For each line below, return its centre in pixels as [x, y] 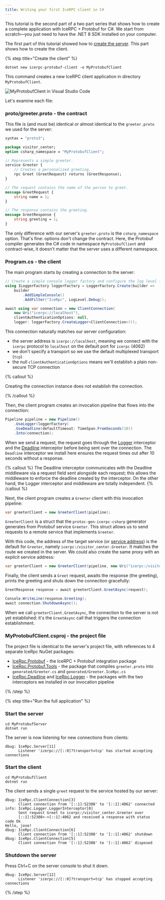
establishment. [20, 623]
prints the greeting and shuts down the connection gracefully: [68, 581]
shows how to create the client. [37, 49]
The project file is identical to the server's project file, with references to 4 [80, 647]
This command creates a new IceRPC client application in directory [73, 76]
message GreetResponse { [30, 215]
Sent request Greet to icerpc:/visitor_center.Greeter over [81, 813]
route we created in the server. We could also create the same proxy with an [82, 552]
